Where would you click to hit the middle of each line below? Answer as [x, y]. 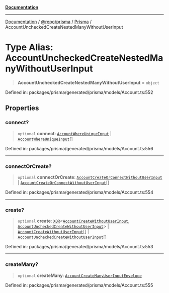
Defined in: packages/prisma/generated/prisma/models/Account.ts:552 [79, 92]
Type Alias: [29, 47]
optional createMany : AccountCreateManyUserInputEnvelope [80, 275]
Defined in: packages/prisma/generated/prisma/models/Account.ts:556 [79, 148]
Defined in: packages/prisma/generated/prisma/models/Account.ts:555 [79, 285]
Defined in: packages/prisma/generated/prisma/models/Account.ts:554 [79, 192]
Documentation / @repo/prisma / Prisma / [49, 22]
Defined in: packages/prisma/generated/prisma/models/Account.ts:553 [79, 247]
